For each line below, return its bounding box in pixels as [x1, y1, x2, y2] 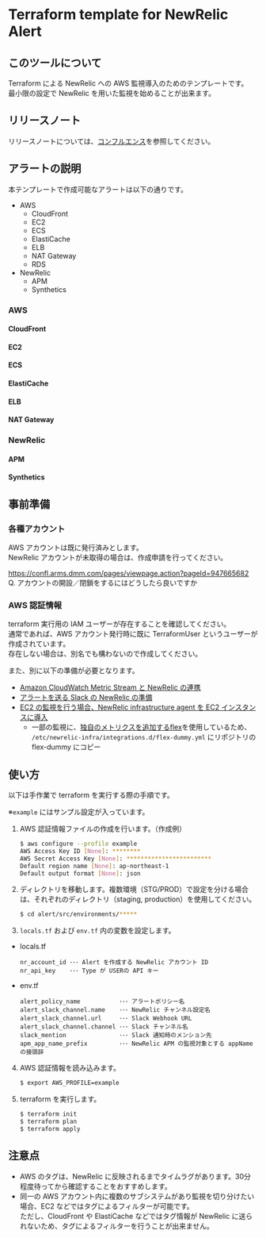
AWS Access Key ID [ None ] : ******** [19, 847, 141, 855]
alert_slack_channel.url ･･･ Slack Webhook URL [19, 1014, 192, 1023]
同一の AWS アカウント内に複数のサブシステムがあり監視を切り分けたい [19, 1191, 255, 1201]
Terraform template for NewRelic [8, 6, 229, 24]
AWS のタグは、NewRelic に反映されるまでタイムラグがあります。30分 [19, 1171, 252, 1181]
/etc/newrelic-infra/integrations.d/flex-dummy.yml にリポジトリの [31, 732, 256, 742]
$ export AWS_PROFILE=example [19, 1079, 120, 1087]
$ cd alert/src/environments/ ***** [19, 910, 138, 918]
